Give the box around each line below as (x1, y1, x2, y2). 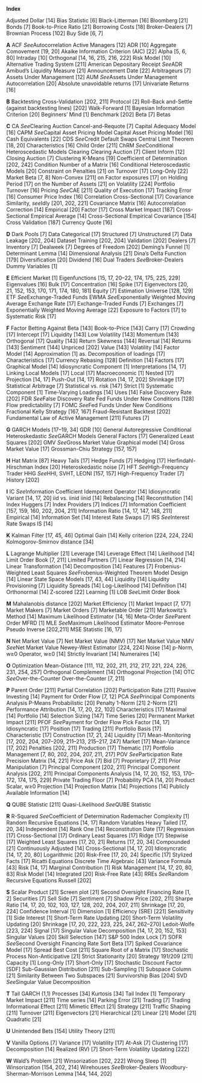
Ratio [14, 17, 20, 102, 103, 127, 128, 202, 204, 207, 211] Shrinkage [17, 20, (6, 901, 186, 908)
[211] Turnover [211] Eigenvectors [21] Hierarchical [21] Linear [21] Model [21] (6, 1009, 197, 1017)
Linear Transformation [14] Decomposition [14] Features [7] (6, 563, 154, 570)
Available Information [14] (6, 789, 70, 796)
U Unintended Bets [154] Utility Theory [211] (6, 1027, 116, 1035)
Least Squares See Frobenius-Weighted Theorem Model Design (31, 569, 188, 576)
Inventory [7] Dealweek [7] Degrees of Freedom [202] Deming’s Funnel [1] (6, 243, 191, 250)
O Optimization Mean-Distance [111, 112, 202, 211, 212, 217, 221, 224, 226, (6, 662, 188, 669)
